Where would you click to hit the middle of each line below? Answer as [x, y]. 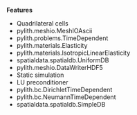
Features [19, 10]
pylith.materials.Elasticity [52, 45]
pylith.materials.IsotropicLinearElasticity [73, 53]
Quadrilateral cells [42, 23]
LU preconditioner [42, 82]
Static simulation [40, 75]
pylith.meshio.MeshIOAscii [54, 31]
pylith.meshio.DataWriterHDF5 [60, 68]
